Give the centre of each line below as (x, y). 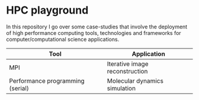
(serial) (19, 88)
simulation (121, 88)
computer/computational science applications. (63, 39)
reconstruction (127, 71)
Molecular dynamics (135, 80)
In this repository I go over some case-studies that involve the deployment (97, 27)
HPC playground (47, 10)
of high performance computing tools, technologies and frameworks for (94, 33)
